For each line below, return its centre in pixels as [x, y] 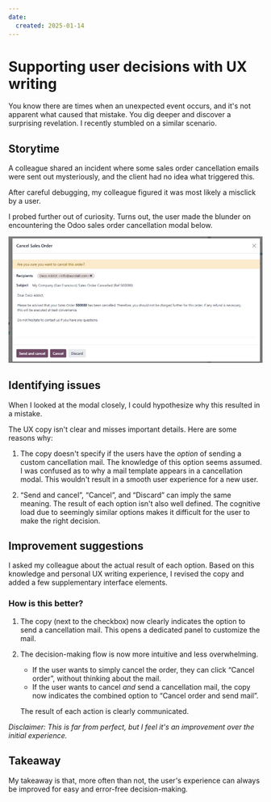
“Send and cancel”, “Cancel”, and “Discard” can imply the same [125, 495]
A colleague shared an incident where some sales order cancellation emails [134, 168]
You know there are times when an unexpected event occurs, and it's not [130, 106]
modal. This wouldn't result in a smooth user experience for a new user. [139, 479]
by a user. [25, 201]
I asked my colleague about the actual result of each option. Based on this [131, 565]
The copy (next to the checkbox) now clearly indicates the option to [133, 621]
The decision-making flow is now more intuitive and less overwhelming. [139, 654]
